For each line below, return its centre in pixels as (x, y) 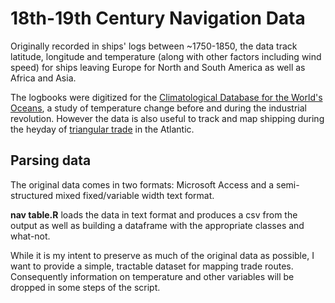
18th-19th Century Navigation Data (158, 18)
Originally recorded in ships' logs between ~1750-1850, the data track (154, 46)
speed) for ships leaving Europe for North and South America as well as (158, 67)
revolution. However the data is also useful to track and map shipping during (167, 118)
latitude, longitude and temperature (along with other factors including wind (166, 56)
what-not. (30, 236)
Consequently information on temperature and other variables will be (152, 276)
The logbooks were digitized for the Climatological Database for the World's (166, 97)
